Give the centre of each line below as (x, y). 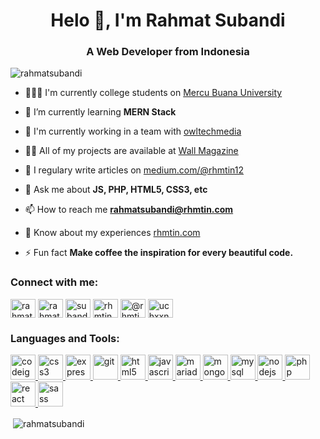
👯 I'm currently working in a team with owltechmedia (133, 131)
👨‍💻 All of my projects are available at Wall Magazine (131, 151)
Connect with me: (54, 282)
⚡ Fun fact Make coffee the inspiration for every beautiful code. (159, 253)
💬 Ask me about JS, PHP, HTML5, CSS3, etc (116, 190)
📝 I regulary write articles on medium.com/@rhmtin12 (134, 170)
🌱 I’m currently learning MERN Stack (100, 112)
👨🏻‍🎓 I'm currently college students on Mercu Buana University (153, 93)
